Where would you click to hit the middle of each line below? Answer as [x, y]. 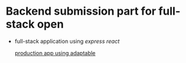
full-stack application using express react [67, 41]
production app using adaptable [55, 53]
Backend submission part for [81, 11]
